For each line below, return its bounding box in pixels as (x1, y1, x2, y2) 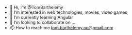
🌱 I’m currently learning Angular (9, 15, 74, 20)
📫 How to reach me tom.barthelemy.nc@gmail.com (9, 25, 114, 30)
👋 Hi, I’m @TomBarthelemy (9, 5, 64, 10)
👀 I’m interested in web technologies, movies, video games (9, 9, 128, 15)
